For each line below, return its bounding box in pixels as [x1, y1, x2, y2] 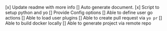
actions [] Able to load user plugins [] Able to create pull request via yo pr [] [5, 15, 162, 20]
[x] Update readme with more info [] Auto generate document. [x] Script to [5, 4, 159, 10]
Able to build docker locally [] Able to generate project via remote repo [5, 20, 151, 26]
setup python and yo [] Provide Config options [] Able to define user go [5, 9, 153, 15]
